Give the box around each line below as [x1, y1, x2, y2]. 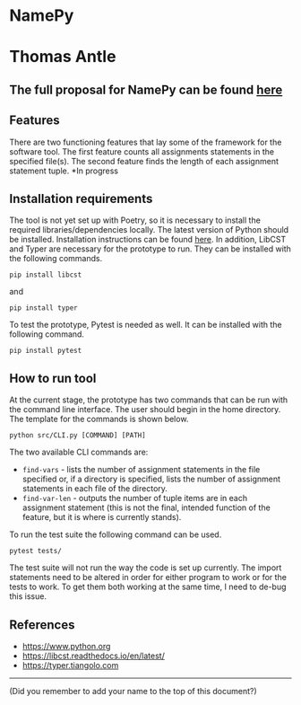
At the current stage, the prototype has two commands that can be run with [9, 394, 288, 405]
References [9, 617, 75, 632]
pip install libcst [9, 270, 82, 279]
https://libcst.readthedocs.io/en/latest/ [21, 650, 166, 661]
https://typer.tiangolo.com [21, 660, 119, 671]
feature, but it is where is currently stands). [21, 512, 182, 523]
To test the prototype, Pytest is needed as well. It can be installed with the [9, 320, 282, 330]
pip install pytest [9, 347, 82, 356]
